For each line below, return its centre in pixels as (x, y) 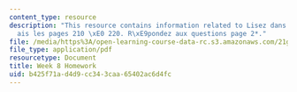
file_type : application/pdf (61, 50)
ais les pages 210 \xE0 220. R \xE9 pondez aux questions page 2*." (142, 33)
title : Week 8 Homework (53, 67)
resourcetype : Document (53, 58)
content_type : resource (53, 17)
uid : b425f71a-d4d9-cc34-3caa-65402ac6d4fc (91, 74)
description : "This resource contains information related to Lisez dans (148, 25)
